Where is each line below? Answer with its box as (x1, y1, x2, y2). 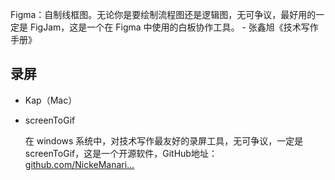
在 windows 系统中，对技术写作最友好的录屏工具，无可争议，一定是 (24, 134, 304, 147)
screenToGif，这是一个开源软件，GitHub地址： (24, 147, 218, 159)
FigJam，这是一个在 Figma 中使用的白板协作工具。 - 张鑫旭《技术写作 (29, 21, 319, 33)
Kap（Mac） (24, 94, 78, 106)
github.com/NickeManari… (24, 158, 135, 170)
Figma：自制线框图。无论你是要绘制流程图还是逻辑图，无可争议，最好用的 (10, 9, 317, 20)
